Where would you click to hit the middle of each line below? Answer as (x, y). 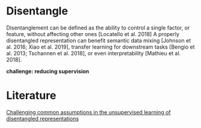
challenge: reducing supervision (48, 71)
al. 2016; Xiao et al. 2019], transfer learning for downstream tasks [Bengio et (100, 47)
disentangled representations (43, 118)
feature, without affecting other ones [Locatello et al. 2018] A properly (93, 34)
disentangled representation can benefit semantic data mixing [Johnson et (99, 40)
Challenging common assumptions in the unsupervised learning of (88, 112)
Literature (31, 96)
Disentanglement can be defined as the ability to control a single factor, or (98, 28)
